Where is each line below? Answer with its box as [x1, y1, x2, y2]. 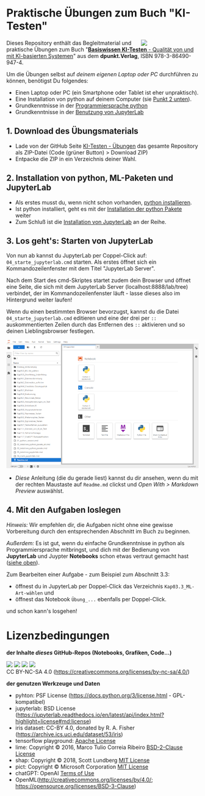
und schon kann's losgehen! [6, 607, 77, 615]
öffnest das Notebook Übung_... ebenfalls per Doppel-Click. [15, 595, 167, 602]
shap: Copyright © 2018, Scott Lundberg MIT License [15, 756, 150, 764]
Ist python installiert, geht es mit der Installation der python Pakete [15, 205, 182, 212]
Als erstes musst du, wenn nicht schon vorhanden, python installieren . [15, 198, 192, 206]
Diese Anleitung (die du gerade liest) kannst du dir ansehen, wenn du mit [15, 474, 198, 482]
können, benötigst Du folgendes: [6, 77, 88, 84]
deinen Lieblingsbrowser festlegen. [6, 327, 95, 335]
